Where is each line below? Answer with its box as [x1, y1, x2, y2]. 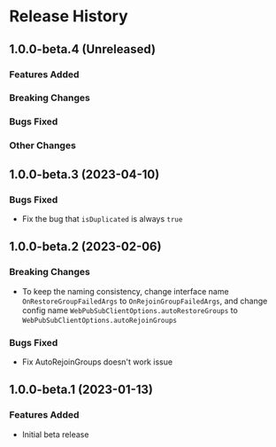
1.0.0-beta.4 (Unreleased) [9, 42, 157, 57]
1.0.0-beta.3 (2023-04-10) [9, 167, 160, 182]
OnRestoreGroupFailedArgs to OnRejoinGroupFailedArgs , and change [21, 295, 268, 306]
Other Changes [9, 139, 77, 152]
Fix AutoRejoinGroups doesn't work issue [21, 357, 173, 367]
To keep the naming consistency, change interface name [21, 286, 229, 296]
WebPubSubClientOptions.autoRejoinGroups [21, 316, 177, 325]
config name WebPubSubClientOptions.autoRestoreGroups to [21, 304, 239, 316]
